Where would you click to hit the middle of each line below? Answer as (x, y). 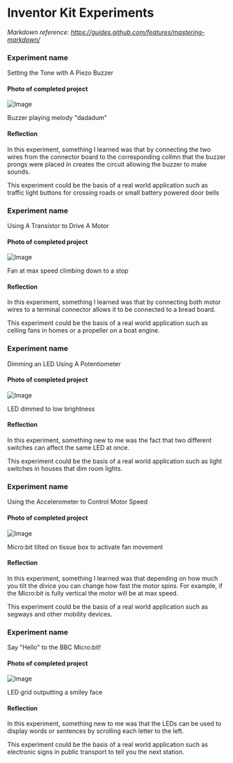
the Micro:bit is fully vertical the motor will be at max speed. (93, 593)
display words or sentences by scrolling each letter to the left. (96, 731)
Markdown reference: (38, 32)
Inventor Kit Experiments (81, 13)
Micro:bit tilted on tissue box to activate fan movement (85, 547)
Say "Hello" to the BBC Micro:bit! (54, 647)
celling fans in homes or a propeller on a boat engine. (83, 331)
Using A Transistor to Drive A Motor (58, 225)
